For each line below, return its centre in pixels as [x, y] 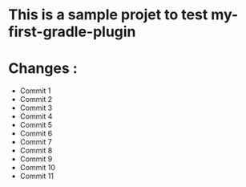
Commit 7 [36, 142]
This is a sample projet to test [108, 15]
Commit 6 [36, 133]
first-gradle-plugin [72, 32]
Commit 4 [36, 116]
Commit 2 [36, 100]
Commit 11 [37, 176]
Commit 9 [36, 159]
